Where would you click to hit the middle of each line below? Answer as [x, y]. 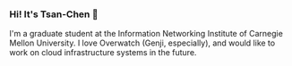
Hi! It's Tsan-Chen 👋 [54, 14]
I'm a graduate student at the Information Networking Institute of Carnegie [146, 34]
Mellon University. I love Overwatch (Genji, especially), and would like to [142, 43]
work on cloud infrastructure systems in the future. [103, 53]
